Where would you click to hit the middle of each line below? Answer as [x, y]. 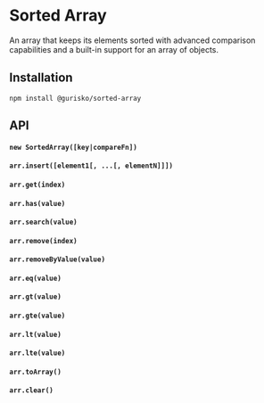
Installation [41, 78]
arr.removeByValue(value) [57, 259]
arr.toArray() [36, 372]
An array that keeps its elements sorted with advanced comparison [132, 40]
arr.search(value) [43, 222]
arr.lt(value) [36, 334]
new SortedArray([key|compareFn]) [74, 147]
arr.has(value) [37, 203]
